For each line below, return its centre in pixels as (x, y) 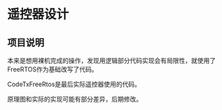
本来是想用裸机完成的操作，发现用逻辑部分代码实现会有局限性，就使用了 (111, 61)
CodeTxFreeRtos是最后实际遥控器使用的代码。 (74, 84)
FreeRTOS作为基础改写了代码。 (53, 69)
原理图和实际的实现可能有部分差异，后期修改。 (75, 99)
